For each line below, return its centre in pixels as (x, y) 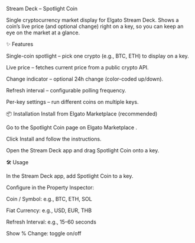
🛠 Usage (17, 162)
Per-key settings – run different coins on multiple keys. (72, 102)
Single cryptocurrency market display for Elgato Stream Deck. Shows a (92, 20)
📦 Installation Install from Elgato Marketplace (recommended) (82, 114)
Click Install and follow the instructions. (54, 139)
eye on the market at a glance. (43, 33)
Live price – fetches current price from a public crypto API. (77, 67)
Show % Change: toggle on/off (44, 233)
